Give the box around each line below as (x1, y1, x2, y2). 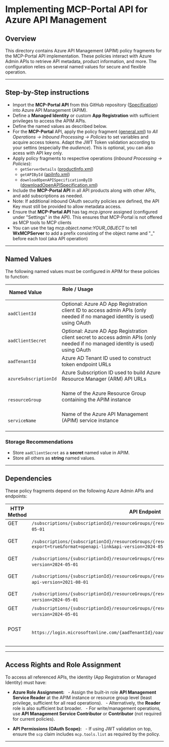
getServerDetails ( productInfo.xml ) (20, 166, 94, 172)
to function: (5, 274, 29, 280)
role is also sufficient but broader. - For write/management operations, (12, 705, 161, 711)
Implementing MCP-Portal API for (5, 4, 148, 15)
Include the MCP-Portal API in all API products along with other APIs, (12, 187, 156, 193)
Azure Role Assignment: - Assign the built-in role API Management (12, 689, 156, 695)
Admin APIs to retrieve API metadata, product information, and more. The (5, 58, 157, 64)
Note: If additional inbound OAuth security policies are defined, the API (12, 198, 159, 204)
